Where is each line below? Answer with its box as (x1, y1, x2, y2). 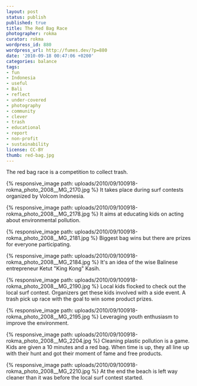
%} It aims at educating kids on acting (91, 210, 184, 217)
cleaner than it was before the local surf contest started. (6, 374, 144, 381)
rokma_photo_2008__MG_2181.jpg (6, 235, 90, 242)
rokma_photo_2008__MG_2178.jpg (6, 210, 90, 217)
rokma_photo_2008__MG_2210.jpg (6, 368, 90, 375)
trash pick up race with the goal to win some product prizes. (6, 295, 153, 303)
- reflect (6, 91, 31, 97)
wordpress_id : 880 (6, 42, 52, 48)
